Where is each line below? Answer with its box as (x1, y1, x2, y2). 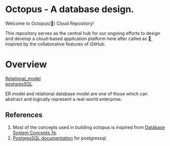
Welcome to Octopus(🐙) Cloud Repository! (5, 20, 94, 26)
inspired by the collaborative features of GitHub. (5, 41, 106, 47)
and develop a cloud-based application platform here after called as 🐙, (5, 35, 153, 42)
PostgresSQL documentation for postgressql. (12, 135, 108, 141)
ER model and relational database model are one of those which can (5, 90, 148, 97)
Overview (5, 59, 47, 70)
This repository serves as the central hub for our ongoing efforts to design (5, 30, 161, 36)
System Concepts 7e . (12, 129, 57, 135)
